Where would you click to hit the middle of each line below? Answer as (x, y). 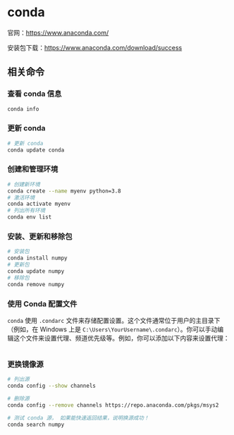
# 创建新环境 (24, 184)
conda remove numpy (36, 284)
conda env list (30, 217)
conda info (23, 109)
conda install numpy (38, 258)
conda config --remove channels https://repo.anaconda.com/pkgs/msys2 (113, 405)
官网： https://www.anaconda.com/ (58, 32)
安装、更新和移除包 (40, 237)
